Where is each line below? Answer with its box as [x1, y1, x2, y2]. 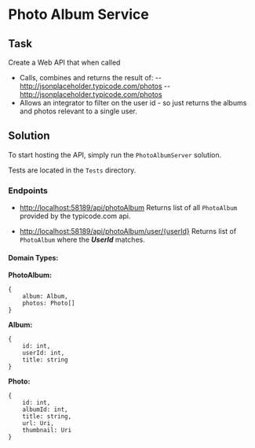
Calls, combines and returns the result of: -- [19, 73, 162, 82]
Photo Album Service [8, 6, 149, 24]
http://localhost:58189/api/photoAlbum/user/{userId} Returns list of [19, 227, 237, 236]
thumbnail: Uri [22, 427, 72, 435]
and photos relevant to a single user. [19, 106, 137, 116]
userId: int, [22, 349, 65, 357]
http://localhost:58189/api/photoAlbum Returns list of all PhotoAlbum [19, 203, 238, 213]
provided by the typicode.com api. [19, 211, 131, 221]
